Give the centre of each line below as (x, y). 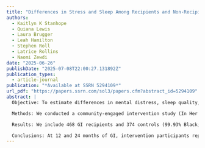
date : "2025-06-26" (31, 63)
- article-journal (35, 80)
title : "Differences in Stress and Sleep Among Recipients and (88, 12)
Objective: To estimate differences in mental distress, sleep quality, (106, 102)
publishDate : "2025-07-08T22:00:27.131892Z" (64, 69)
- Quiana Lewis (31, 29)
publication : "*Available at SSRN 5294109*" (64, 86)
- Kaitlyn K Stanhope (39, 23)
